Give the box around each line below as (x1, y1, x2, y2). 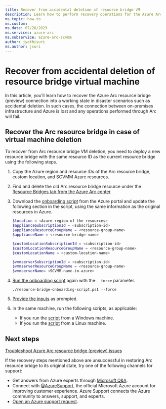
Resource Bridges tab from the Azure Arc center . (12, 189, 112, 195)
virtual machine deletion (5, 135, 82, 144)
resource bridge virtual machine (5, 76, 140, 87)
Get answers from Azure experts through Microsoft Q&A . (12, 377, 128, 383)
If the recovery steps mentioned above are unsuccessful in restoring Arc (5, 357, 153, 363)
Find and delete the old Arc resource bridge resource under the (12, 184, 142, 190)
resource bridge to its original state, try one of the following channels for (5, 362, 153, 368)
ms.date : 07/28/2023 (5, 26, 48, 31)
